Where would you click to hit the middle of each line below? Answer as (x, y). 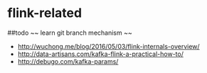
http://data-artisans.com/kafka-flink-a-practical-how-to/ (100, 54)
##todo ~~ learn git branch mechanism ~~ (70, 33)
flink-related (45, 13)
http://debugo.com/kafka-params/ (68, 61)
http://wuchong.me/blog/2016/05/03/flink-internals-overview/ (109, 46)
